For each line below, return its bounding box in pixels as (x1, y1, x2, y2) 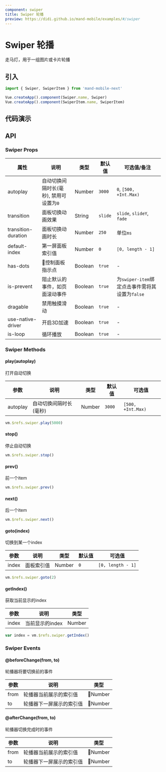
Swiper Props (5, 147, 39, 154)
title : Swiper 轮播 (5, 12, 44, 17)
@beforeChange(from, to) (5, 657, 60, 663)
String (75, 212, 89, 219)
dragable (7, 303, 29, 310)
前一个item (5, 475, 27, 481)
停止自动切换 (5, 443, 31, 449)
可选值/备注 (124, 164, 151, 171)
